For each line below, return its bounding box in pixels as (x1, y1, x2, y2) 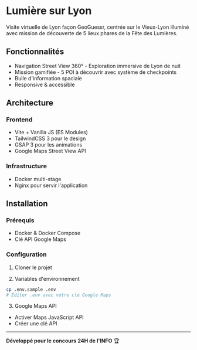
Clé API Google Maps (14, 236, 66, 243)
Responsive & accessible (14, 81, 75, 88)
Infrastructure (6, 162, 47, 171)
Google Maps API (14, 303, 57, 310)
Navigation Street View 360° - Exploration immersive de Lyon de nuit (14, 62, 181, 69)
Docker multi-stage (14, 175, 62, 182)
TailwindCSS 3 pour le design (14, 135, 86, 142)
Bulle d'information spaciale (14, 74, 82, 81)
